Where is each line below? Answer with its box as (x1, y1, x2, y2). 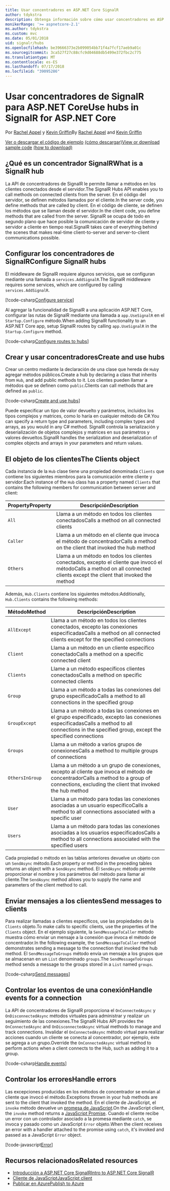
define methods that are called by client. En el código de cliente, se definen (5, 202, 163, 208)
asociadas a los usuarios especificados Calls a (51, 829, 160, 836)
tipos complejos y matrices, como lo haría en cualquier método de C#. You (5, 413, 159, 419)
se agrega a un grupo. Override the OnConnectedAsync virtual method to (5, 1040, 152, 1046)
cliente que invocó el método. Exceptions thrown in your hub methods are (5, 1094, 158, 1100)
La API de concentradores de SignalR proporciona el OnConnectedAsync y (5, 1007, 156, 1013)
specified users (51, 842, 88, 849)
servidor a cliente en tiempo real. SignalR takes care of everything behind (5, 224, 157, 230)
